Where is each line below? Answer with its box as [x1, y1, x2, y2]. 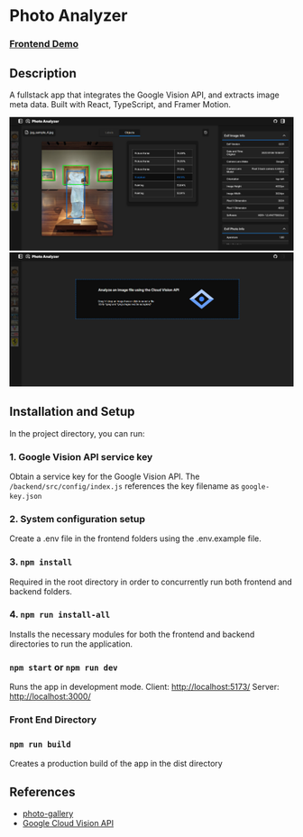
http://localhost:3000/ [9, 691, 92, 702]
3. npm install [9, 556, 73, 568]
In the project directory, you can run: [9, 428, 145, 438]
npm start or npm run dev [9, 660, 118, 673]
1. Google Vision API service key [9, 450, 153, 463]
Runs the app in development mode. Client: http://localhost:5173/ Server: [9, 682, 280, 693]
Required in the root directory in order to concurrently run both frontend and [9, 576, 293, 587]
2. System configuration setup [9, 512, 146, 525]
